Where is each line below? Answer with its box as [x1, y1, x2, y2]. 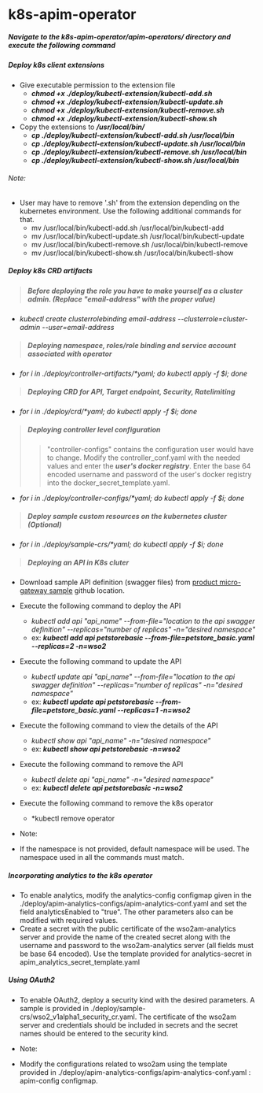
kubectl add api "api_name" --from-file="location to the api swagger [31, 616, 255, 625]
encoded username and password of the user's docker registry [46, 469, 252, 479]
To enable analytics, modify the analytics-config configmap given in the [19, 890, 252, 899]
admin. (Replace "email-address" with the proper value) [27, 294, 216, 304]
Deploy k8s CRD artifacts [8, 266, 93, 276]
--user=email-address [42, 323, 115, 332]
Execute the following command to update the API [19, 656, 182, 666]
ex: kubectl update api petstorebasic [31, 697, 155, 706]
